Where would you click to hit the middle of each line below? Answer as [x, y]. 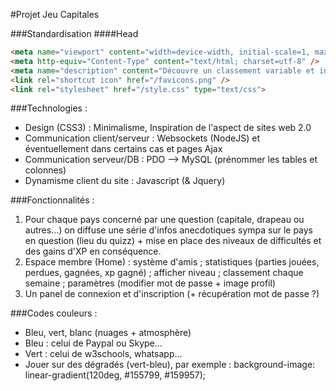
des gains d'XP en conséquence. [93, 251]
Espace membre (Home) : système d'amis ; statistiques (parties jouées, [172, 262]
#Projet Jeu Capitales [55, 14]
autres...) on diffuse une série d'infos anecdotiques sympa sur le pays [169, 230]
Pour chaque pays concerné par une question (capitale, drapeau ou [164, 220]
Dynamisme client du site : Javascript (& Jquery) [125, 181]
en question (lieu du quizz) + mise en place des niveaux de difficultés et [173, 241]
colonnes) [45, 170]
